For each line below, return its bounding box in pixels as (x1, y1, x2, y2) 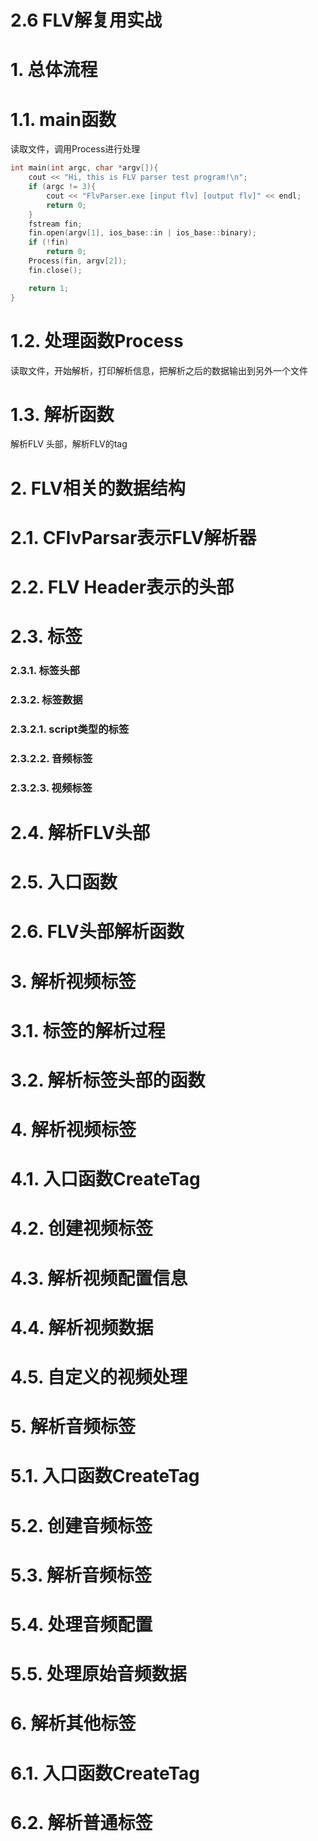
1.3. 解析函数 (10, 403, 115, 426)
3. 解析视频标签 (10, 970, 137, 993)
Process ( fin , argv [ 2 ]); (28, 256, 128, 266)
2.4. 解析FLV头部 (10, 821, 151, 844)
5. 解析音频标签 (10, 1416, 136, 1438)
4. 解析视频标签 (10, 1119, 137, 1141)
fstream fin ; (28, 219, 83, 229)
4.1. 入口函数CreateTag (10, 1168, 201, 1191)
